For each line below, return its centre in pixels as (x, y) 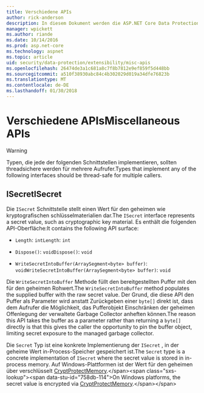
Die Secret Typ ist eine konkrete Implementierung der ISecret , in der (93, 345)
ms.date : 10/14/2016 (32, 40)
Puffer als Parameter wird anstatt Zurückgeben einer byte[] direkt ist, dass (100, 301)
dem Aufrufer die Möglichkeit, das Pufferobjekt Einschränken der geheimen (101, 307)
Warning (17, 150)
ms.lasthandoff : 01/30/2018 (42, 91)
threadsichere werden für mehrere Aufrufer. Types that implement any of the (101, 169)
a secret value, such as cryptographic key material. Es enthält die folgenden (101, 221)
